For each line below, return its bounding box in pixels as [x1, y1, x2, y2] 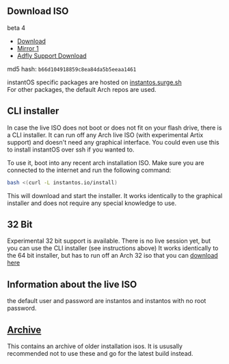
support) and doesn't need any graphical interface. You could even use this [7, 138, 220, 146]
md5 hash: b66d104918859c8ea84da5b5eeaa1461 [7, 64, 137, 73]
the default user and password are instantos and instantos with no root [7, 297, 206, 305]
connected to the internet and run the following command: [7, 166, 172, 174]
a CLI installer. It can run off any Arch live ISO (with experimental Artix [7, 130, 204, 139]
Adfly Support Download [16, 51, 87, 60]
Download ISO [7, 5, 69, 17]
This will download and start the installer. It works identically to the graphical [7, 191, 223, 199]
